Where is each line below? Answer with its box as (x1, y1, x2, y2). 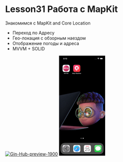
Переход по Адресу (12, 29, 55, 35)
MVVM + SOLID (12, 45, 45, 51)
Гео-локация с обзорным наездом (12, 35, 86, 41)
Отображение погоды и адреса (12, 40, 79, 46)
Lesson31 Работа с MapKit (5, 3, 118, 15)
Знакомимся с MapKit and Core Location (5, 20, 91, 26)
